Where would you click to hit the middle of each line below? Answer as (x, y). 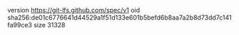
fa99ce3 (20, 25)
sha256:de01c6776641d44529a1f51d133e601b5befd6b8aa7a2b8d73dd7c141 (119, 17)
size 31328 (49, 25)
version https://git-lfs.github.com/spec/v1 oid (74, 10)
